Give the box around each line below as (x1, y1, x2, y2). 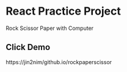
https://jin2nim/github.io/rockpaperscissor (5, 58, 112, 65)
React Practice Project (5, 4, 122, 18)
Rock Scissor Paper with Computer (5, 24, 94, 32)
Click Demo (5, 42, 51, 52)
